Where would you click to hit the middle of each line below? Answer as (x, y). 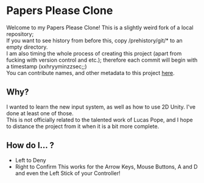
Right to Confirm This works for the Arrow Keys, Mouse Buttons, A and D (106, 167)
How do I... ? (30, 145)
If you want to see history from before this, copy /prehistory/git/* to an (94, 40)
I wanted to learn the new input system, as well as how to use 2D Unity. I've (101, 107)
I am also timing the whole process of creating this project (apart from (94, 53)
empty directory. (27, 47)
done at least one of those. (40, 113)
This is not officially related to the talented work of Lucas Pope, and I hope (100, 120)
